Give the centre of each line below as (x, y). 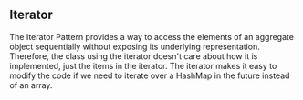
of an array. (31, 85)
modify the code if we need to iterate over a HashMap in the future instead (150, 75)
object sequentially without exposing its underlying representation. (135, 46)
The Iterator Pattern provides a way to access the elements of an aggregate (152, 36)
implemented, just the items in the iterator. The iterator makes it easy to (143, 65)
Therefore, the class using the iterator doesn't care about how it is (134, 56)
